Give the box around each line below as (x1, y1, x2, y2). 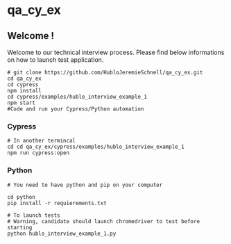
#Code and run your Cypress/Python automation (7, 106, 144, 113)
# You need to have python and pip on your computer (7, 181, 163, 188)
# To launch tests (7, 211, 60, 219)
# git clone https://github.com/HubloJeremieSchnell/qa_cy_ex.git (7, 69, 203, 76)
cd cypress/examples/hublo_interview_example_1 (7, 93, 148, 100)
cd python (7, 193, 36, 200)
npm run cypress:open (7, 149, 70, 156)
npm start (7, 99, 36, 106)
